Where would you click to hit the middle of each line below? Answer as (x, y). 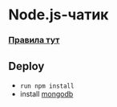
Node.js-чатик (58, 15)
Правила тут (34, 40)
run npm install (47, 86)
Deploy (26, 66)
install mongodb (46, 93)
